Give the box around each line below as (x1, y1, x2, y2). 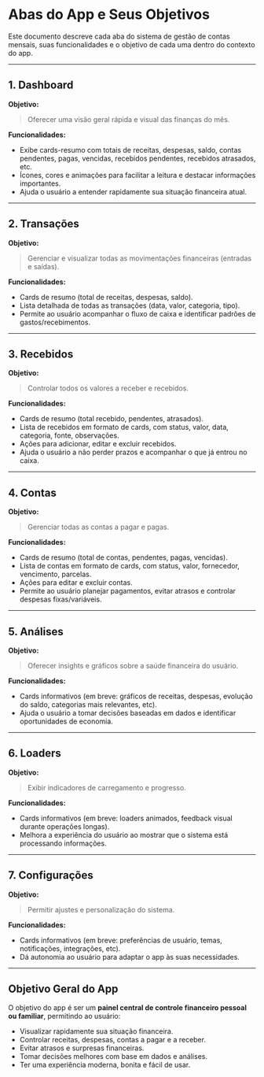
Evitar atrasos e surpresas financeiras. (19, 1043, 145, 1053)
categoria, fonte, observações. (19, 431, 119, 440)
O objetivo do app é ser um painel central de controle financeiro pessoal (8, 1003, 247, 1012)
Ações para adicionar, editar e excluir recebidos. (19, 439, 177, 449)
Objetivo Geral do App (8, 983, 119, 996)
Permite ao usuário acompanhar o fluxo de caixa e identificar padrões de (19, 309, 256, 318)
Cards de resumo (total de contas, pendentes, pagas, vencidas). (19, 553, 228, 562)
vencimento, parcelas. (19, 569, 92, 579)
